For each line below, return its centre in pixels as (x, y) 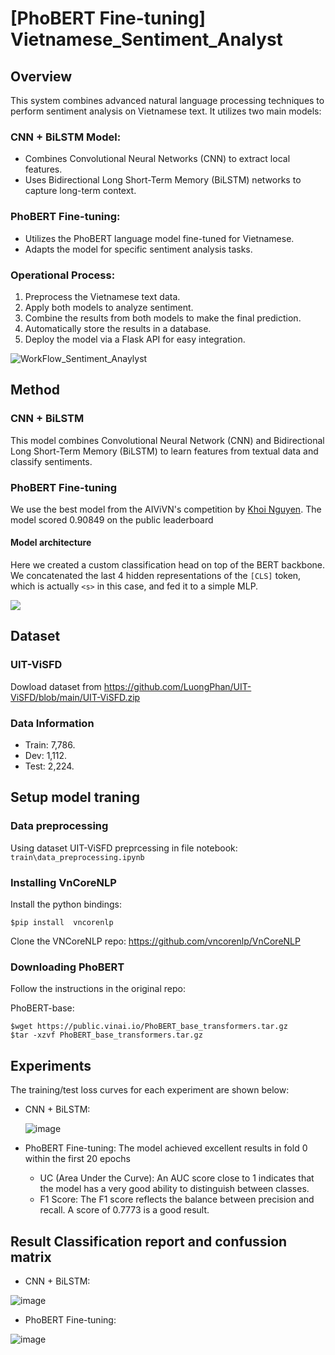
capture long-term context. (80, 191)
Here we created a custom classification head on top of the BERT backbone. (168, 565)
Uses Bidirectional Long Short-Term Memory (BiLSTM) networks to (163, 180)
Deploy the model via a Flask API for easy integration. (135, 339)
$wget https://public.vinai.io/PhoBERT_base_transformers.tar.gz (149, 1027)
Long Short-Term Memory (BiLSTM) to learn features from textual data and (164, 451)
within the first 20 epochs (77, 1159)
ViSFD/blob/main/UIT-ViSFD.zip (75, 697)
